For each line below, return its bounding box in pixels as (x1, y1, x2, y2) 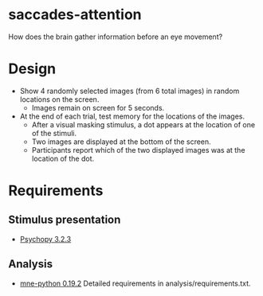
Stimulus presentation (8, 213, 121, 227)
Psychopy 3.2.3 (19, 234, 72, 243)
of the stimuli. (31, 128, 77, 138)
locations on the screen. (19, 94, 100, 104)
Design (8, 60, 57, 78)
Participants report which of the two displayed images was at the (31, 145, 245, 154)
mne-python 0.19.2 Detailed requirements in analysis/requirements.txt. (19, 278, 251, 288)
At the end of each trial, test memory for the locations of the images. (19, 111, 245, 121)
